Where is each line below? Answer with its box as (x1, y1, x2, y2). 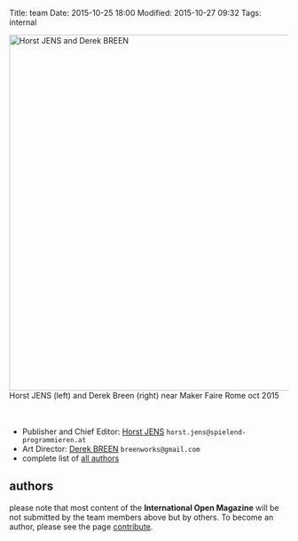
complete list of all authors (21, 453, 120, 464)
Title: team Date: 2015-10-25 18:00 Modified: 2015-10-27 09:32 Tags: (9, 8, 262, 18)
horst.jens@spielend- (166, 428, 247, 437)
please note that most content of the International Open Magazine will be (9, 502, 279, 513)
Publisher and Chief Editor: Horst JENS (21, 426, 165, 437)
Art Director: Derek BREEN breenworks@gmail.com (21, 444, 200, 454)
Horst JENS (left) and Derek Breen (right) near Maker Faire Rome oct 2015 (9, 391, 279, 400)
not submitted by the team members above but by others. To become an (9, 512, 274, 522)
